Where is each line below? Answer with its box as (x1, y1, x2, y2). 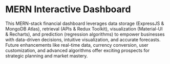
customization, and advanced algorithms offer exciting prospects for (5, 47, 150, 53)
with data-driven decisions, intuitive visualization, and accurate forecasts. (5, 37, 161, 43)
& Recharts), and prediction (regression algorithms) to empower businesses (5, 31, 165, 37)
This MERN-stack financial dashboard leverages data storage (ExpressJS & (5, 20, 164, 26)
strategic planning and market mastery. (5, 52, 88, 59)
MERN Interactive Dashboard (5, 4, 131, 15)
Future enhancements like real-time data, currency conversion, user (5, 42, 148, 48)
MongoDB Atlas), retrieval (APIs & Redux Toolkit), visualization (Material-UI (5, 25, 163, 31)
